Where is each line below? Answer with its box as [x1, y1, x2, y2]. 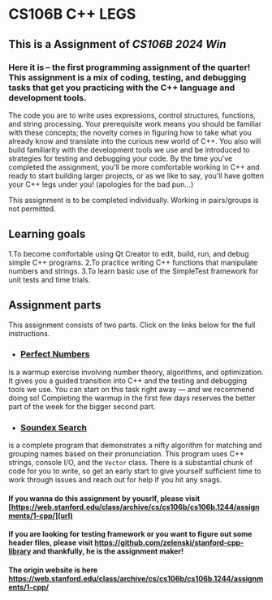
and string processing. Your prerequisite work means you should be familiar [8, 119, 262, 128]
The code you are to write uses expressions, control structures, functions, [8, 110, 256, 120]
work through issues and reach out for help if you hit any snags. [8, 475, 222, 485]
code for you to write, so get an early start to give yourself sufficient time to [8, 466, 261, 476]
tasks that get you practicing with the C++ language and [8, 82, 235, 93]
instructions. [8, 328, 50, 338]
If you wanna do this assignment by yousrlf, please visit [8, 493, 201, 503]
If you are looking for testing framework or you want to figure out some [8, 529, 253, 539]
